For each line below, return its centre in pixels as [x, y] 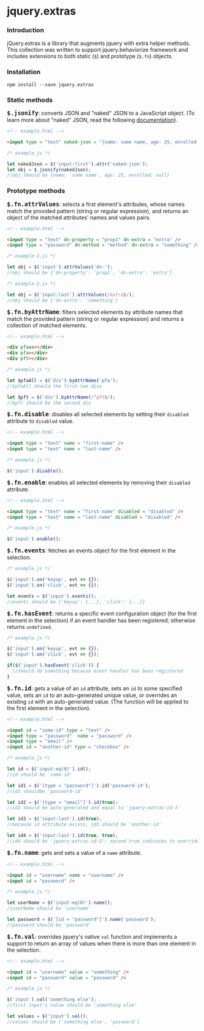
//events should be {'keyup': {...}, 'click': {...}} [76, 602]
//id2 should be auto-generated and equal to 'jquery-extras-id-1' [94, 808]
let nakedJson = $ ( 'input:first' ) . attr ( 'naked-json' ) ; [77, 164]
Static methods [30, 100]
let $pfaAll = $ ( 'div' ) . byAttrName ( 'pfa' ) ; [63, 380]
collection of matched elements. [47, 325]
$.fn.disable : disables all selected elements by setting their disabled [98, 415]
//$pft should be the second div [49, 403]
